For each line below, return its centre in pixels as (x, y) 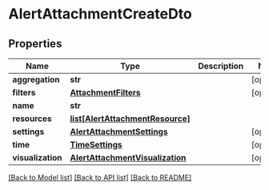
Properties (35, 44)
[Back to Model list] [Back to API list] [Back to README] (100, 178)
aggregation (36, 79)
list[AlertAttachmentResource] (130, 119)
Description (221, 66)
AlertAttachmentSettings (119, 131)
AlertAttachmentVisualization (128, 158)
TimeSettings (96, 145)
